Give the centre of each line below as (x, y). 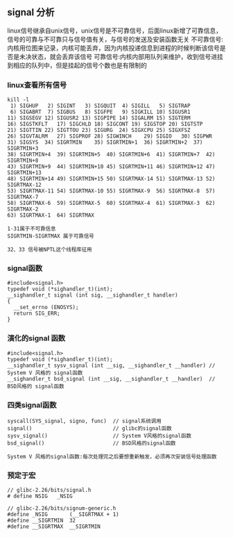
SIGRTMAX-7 (23, 197)
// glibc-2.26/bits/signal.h (49, 490)
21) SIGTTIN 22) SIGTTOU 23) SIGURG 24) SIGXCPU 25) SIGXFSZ (99, 131)
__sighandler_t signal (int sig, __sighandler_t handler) (93, 295)
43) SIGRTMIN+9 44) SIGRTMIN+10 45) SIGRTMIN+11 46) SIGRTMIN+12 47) (111, 167)
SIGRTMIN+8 (23, 161)
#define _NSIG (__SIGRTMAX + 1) (63, 515)
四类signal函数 (32, 405)
